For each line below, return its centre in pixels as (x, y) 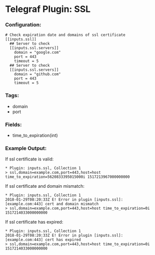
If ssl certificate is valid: (29, 159)
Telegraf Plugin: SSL (48, 9)
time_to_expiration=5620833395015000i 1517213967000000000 (68, 177)
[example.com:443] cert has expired (43, 240)
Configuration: (23, 25)
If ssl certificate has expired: (34, 222)
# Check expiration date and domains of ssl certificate (65, 35)
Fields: (14, 125)
